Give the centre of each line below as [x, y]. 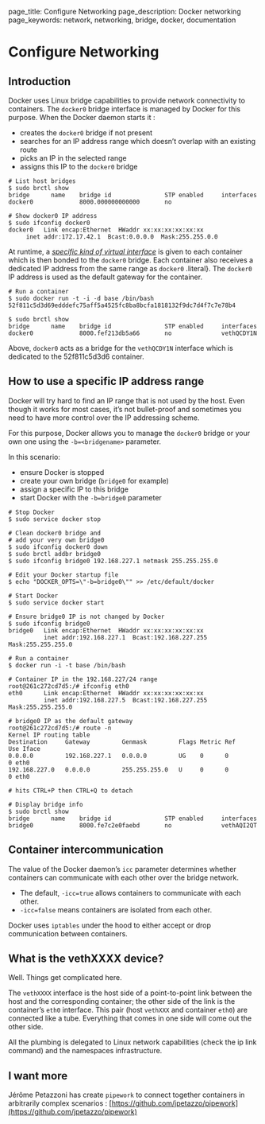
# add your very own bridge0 [56, 540]
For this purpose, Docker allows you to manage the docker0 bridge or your [129, 433]
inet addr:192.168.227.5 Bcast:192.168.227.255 [125, 700]
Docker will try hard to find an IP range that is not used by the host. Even [127, 400]
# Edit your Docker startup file [63, 575]
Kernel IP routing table [49, 735]
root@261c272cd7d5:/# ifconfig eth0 [69, 686]
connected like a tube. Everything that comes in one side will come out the [130, 1018]
